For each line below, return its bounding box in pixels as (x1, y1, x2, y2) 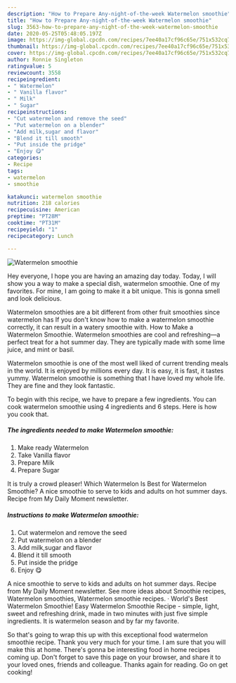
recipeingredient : (7, 75, 61, 83)
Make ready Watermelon (17, 444, 89, 452)
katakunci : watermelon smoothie (7, 193, 102, 201)
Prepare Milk (17, 458, 55, 467)
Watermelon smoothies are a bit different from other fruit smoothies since (7, 308, 220, 316)
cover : (7, 50, 27, 57)
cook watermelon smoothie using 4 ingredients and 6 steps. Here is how (7, 402, 217, 411)
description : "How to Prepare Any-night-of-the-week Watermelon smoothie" (7, 10, 231, 18)
